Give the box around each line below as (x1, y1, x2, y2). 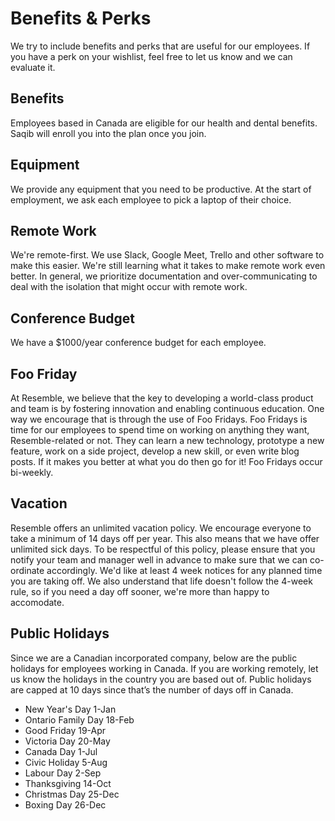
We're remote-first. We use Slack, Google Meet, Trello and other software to (10, 249, 325, 261)
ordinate (10, 564, 45, 576)
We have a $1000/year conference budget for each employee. (10, 337, 267, 349)
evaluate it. (10, 61, 56, 73)
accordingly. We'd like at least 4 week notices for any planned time (46, 564, 323, 576)
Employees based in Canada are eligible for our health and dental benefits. (10, 117, 318, 129)
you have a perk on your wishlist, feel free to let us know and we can (10, 50, 293, 62)
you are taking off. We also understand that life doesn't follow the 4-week (10, 575, 313, 587)
